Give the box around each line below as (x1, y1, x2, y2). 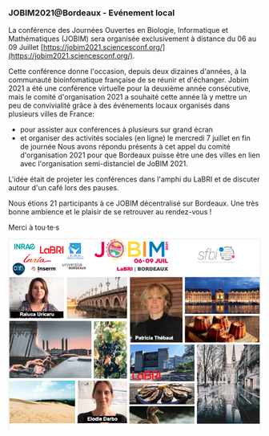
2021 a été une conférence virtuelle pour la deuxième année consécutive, (8, 84, 251, 93)
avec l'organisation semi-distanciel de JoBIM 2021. (19, 159, 188, 169)
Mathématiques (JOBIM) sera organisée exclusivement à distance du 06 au (8, 34, 257, 43)
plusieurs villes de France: (8, 109, 94, 119)
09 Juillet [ (8, 43, 44, 52)
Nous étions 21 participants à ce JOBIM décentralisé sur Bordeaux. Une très (8, 198, 259, 208)
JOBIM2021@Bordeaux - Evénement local (8, 7, 175, 18)
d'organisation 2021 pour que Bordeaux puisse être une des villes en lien (19, 150, 260, 160)
